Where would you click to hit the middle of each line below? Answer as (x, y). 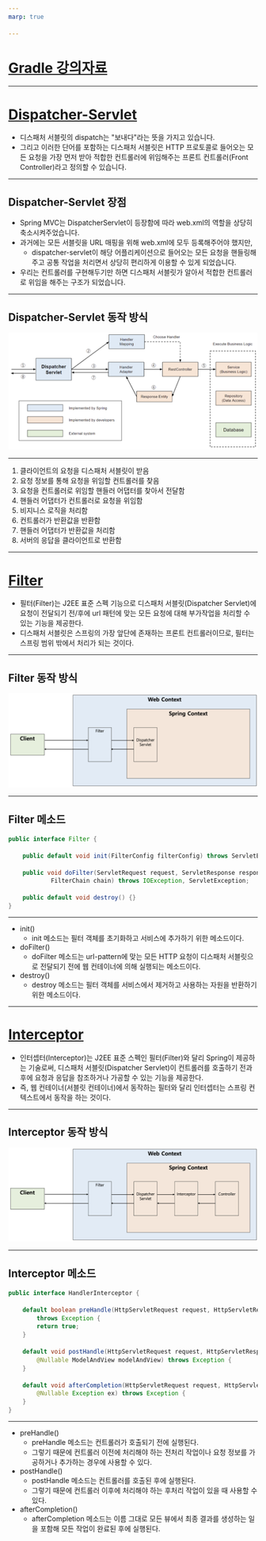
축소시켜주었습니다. (49, 233)
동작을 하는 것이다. (83, 1097)
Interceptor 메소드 (52, 1273)
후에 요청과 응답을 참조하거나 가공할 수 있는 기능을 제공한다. (112, 1077)
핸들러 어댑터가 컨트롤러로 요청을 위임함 (81, 501)
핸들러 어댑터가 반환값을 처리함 (67, 530)
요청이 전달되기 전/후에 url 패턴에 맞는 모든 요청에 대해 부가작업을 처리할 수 (135, 613)
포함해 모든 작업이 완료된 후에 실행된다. (100, 1529)
